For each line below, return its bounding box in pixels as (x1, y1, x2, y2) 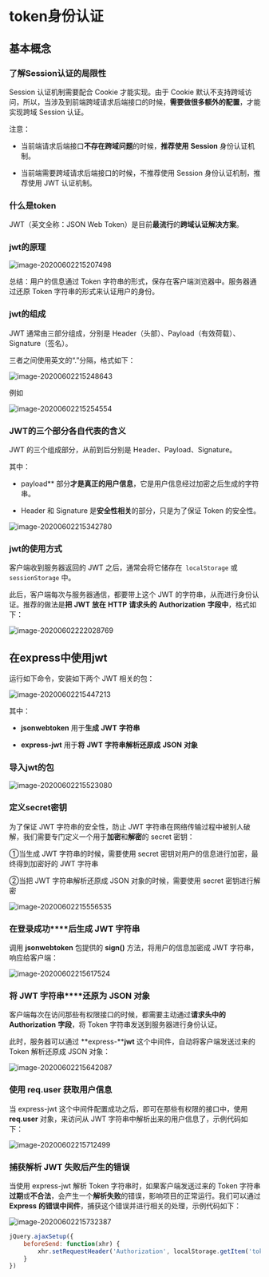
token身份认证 (9, 7, 104, 26)
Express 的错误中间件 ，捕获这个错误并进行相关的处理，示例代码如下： (9, 1200, 242, 1211)
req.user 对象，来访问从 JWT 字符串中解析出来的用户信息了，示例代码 (9, 1114, 242, 1124)
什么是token (9, 200, 57, 211)
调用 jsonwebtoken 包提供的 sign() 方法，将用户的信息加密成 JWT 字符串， (9, 943, 259, 953)
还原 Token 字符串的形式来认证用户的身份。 (15, 287, 160, 296)
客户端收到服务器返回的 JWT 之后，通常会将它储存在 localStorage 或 (9, 563, 238, 572)
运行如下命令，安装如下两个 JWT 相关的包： (9, 674, 155, 683)
